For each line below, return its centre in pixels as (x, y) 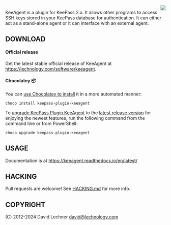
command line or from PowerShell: (41, 123)
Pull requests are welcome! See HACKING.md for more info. (68, 189)
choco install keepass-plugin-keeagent (48, 103)
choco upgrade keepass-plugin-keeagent (48, 133)
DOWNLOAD (25, 39)
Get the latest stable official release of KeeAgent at (59, 63)
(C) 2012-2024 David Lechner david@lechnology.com (62, 217)
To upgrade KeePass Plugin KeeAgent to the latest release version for (78, 112)
